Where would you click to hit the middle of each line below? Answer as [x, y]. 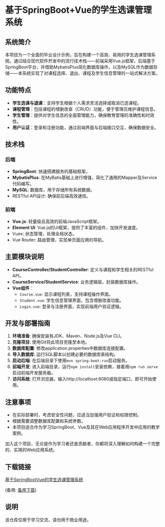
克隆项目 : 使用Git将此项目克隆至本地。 [51, 342]
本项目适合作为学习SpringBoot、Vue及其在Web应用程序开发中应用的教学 [86, 427]
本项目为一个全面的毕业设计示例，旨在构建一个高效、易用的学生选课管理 [78, 55]
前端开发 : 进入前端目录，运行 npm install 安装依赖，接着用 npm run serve [85, 367]
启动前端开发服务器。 [34, 373]
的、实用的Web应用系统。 [31, 450]
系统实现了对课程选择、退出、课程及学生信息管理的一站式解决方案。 [91, 73]
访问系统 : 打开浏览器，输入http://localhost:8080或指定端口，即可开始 [82, 379]
